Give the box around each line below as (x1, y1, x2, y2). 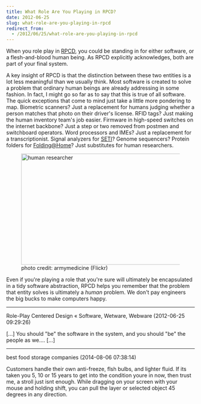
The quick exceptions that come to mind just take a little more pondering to (6, 97, 191, 105)
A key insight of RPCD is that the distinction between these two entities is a (6, 72, 191, 79)
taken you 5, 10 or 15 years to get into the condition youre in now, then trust (6, 372, 191, 379)
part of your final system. (6, 60, 69, 68)
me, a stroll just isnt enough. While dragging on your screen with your (6, 378, 178, 385)
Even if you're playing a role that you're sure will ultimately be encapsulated (6, 276, 193, 283)
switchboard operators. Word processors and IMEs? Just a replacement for (6, 129, 191, 136)
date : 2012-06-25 (6, 14, 50, 20)
